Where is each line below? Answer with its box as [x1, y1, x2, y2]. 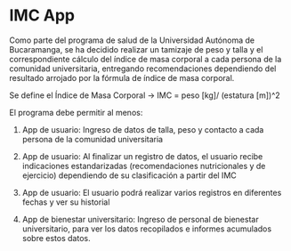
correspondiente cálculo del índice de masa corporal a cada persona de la [9, 53, 282, 64]
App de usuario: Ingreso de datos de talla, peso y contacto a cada [21, 124, 264, 134]
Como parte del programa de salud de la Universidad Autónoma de [9, 35, 255, 45]
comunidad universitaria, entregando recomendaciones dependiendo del [9, 63, 277, 74]
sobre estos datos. [21, 232, 91, 243]
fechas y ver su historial [21, 197, 110, 207]
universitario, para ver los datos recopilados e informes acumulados [21, 223, 272, 234]
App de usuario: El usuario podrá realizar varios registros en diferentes [21, 187, 282, 198]
